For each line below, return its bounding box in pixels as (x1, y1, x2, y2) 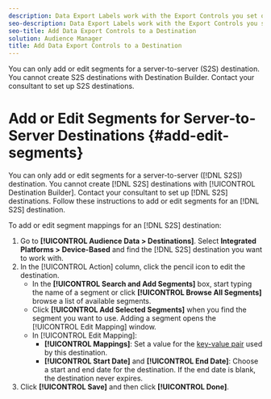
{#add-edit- (148, 127, 230, 145)
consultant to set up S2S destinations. (8, 82, 135, 91)
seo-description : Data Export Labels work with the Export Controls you (8, 19, 258, 27)
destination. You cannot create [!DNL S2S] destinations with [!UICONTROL (8, 179, 256, 189)
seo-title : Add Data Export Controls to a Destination (8, 27, 197, 35)
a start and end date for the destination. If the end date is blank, (44, 365, 256, 375)
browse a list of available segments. (31, 296, 152, 306)
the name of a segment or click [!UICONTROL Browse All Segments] (31, 288, 262, 297)
